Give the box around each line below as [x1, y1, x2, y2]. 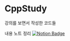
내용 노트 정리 [4, 30, 32, 36]
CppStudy [4, 3, 47, 14]
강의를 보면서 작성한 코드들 [4, 20, 56, 26]
